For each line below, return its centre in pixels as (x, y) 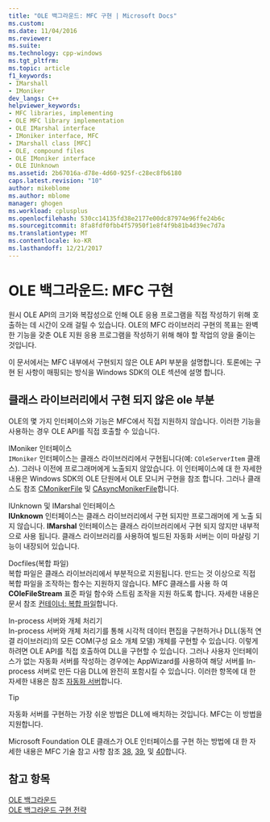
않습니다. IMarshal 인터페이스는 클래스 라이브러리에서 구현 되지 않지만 (127, 526)
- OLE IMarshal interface (52, 128)
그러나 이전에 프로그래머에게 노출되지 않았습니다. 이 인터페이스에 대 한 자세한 (142, 468)
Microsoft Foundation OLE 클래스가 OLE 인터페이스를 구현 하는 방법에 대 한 (128, 741)
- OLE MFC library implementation (66, 121)
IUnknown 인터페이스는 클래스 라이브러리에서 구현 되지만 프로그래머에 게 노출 (131, 515)
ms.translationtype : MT (48, 234)
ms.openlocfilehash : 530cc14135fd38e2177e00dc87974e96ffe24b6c (117, 219)
